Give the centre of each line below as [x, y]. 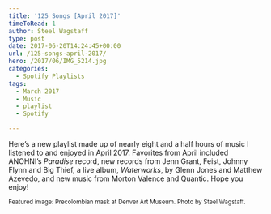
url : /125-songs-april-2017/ [57, 53]
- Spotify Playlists [50, 76]
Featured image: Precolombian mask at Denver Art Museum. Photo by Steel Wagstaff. [127, 202]
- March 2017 [38, 91]
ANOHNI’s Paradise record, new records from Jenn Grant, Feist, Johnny [128, 161]
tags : [17, 83]
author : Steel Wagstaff [49, 31]
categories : [28, 69]
